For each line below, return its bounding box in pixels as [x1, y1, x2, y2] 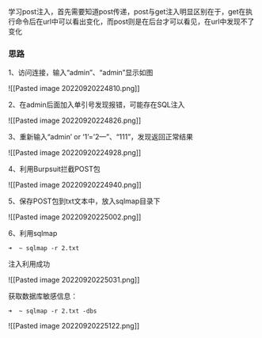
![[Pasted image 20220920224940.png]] [8, 180, 142, 190]
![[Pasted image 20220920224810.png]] [8, 84, 140, 93]
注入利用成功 [8, 260, 50, 269]
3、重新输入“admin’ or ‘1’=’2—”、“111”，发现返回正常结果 [8, 132, 194, 142]
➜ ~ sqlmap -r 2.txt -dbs [8, 307, 97, 315]
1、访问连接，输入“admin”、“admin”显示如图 [8, 68, 154, 78]
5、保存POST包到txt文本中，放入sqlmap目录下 [8, 196, 161, 206]
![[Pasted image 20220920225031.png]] [8, 275, 140, 285]
